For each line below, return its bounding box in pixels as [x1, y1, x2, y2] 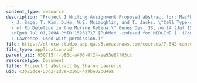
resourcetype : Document [6, 57, 64, 63]
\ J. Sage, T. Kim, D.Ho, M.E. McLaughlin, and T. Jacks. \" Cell [11, 19, 175, 25]
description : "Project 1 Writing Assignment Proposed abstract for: [6, 14, 177, 20]
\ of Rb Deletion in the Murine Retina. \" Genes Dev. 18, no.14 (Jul [11, 25, 185, 31]
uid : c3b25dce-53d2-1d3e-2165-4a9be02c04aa [6, 68, 114, 74]
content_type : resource [6, 8, 64, 15]
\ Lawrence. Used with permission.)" [11, 36, 104, 41]
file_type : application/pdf [6, 47, 75, 53]
